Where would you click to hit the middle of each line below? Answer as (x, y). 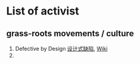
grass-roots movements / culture (70, 34)
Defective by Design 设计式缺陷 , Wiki (61, 49)
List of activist (43, 11)
